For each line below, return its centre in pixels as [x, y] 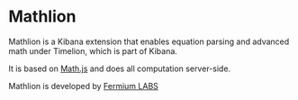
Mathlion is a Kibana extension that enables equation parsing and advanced [149, 41]
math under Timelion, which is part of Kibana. [93, 50]
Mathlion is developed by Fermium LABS [84, 86]
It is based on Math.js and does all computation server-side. [120, 68]
